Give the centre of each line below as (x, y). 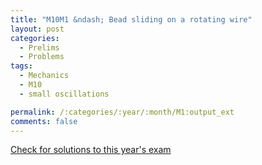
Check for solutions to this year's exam (91, 150)
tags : (21, 66)
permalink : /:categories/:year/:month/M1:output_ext (122, 112)
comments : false (44, 121)
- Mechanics (44, 76)
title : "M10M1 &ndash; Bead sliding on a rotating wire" (131, 19)
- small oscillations (64, 94)
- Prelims (39, 47)
